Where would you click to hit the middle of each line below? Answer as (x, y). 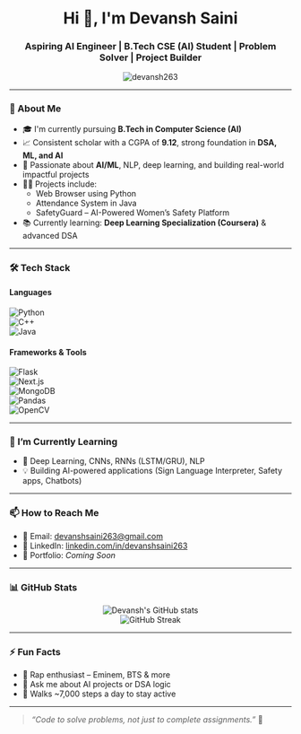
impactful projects (56, 174)
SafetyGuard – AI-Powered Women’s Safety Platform (133, 212)
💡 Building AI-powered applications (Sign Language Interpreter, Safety (152, 471)
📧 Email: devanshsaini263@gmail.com (93, 536)
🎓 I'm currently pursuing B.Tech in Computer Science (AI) (132, 128)
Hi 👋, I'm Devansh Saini (150, 18)
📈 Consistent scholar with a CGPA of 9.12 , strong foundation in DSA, (150, 142)
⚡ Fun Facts (35, 651)
